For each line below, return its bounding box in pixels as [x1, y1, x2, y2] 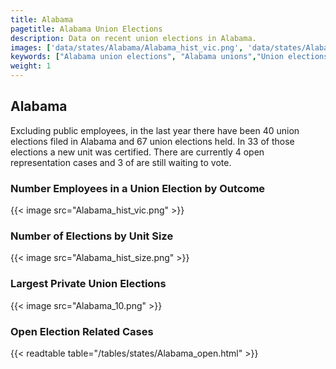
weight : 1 [10, 61, 52, 71]
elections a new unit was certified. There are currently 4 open [10, 146, 265, 158]
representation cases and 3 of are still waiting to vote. [10, 156, 232, 168]
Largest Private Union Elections [10, 277, 167, 291]
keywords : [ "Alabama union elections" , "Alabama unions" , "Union [10, 52, 284, 62]
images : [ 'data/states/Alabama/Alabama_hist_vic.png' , [10, 42, 244, 53]
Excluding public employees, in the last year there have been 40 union [10, 124, 300, 136]
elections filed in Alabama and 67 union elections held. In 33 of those [10, 135, 295, 147]
